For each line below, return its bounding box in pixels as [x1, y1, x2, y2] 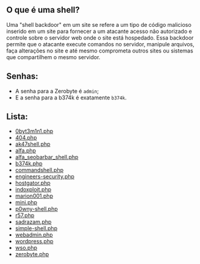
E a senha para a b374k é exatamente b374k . [15, 94, 127, 101]
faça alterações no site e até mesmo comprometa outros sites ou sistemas [6, 47, 193, 54]
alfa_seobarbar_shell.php [15, 154, 79, 161]
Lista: [6, 112, 29, 122]
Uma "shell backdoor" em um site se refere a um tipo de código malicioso [6, 21, 192, 28]
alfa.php [15, 147, 37, 154]
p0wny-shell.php [15, 205, 58, 213]
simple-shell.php [15, 225, 58, 232]
